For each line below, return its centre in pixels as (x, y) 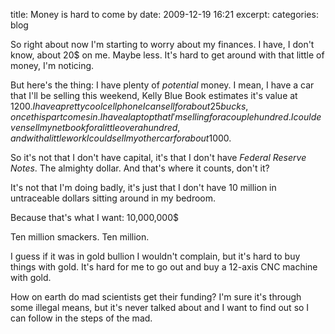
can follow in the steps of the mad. (81, 318)
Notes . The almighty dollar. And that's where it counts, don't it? (140, 168)
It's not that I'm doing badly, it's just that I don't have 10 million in (143, 187)
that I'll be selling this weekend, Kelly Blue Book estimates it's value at (154, 95)
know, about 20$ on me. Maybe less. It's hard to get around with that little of (167, 55)
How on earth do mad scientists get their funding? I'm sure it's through (156, 297)
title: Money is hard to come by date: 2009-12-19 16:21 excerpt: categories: (164, 14)
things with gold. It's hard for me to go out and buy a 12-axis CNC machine (164, 267)
